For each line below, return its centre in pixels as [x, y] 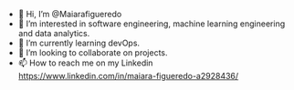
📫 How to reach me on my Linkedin [85, 63]
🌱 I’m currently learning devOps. [79, 43]
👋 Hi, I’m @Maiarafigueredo [70, 14]
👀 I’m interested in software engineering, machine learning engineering [152, 24]
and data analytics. [54, 33]
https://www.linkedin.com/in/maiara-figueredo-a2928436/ [128, 76]
